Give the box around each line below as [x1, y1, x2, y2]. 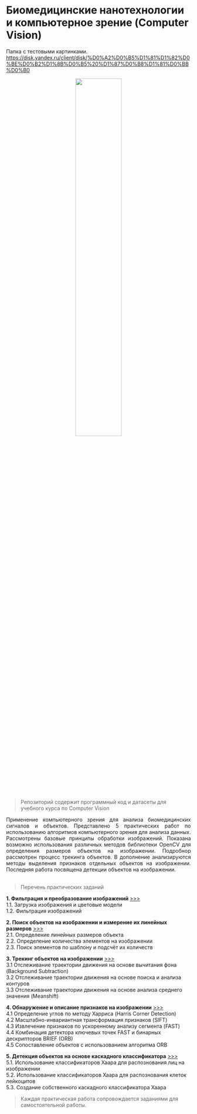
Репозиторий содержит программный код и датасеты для [20, 798, 167, 805]
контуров [6, 980, 30, 987]
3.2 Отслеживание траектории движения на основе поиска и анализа [6, 974, 182, 981]
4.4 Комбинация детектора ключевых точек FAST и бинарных [6, 1028, 161, 1036]
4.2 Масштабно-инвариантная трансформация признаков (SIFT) [6, 1016, 168, 1023]
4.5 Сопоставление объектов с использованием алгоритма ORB [6, 1041, 168, 1048]
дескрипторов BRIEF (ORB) [6, 1035, 73, 1042]
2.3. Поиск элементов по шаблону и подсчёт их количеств [6, 943, 154, 951]
